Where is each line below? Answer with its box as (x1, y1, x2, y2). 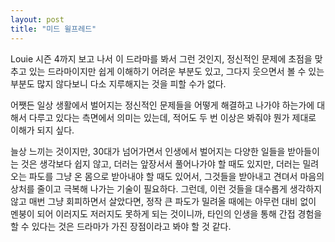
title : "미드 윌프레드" (10, 24, 97, 34)
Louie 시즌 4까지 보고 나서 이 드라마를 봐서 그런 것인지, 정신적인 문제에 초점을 (10, 52, 313, 65)
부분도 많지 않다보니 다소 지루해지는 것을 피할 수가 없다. (10, 77, 227, 90)
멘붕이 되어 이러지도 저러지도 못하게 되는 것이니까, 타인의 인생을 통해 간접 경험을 (10, 207, 323, 220)
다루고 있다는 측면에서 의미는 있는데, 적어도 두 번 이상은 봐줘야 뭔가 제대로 (28, 111, 317, 123)
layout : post (10, 14, 65, 25)
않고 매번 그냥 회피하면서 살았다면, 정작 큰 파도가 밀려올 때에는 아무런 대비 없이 (10, 195, 317, 207)
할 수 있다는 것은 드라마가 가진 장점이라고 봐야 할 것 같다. (10, 220, 232, 232)
